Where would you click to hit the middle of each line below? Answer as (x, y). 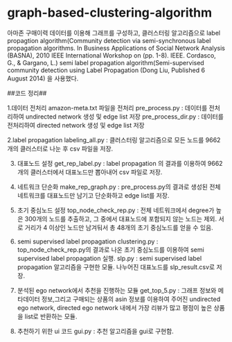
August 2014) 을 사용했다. (43, 78)
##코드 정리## (27, 93)
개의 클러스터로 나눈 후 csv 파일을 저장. (60, 148)
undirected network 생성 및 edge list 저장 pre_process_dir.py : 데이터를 (124, 117)
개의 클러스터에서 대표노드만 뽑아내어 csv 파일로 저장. (90, 172)
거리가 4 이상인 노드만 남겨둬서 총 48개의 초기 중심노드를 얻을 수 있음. (119, 228)
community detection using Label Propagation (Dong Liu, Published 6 (106, 70)
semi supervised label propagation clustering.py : (88, 241)
